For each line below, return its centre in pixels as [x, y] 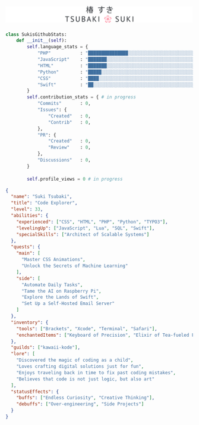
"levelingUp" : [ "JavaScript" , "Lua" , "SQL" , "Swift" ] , [86, 228]
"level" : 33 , [27, 209]
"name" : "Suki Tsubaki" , [42, 197]
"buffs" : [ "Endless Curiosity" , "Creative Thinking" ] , [86, 398]
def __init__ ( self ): [42, 41]
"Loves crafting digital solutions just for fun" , [80, 367]
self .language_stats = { [58, 47]
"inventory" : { [30, 322]
